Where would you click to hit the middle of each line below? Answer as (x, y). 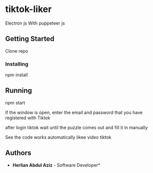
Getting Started (30, 39)
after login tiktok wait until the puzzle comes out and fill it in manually (76, 127)
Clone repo (17, 51)
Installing (17, 64)
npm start (15, 103)
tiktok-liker (28, 9)
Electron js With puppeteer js (35, 23)
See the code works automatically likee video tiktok (58, 137)
